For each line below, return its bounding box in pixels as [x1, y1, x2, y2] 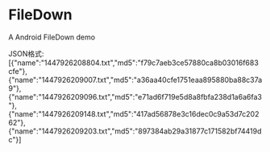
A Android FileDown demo [8, 32, 95, 42]
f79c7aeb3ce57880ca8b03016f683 [140, 58, 260, 68]
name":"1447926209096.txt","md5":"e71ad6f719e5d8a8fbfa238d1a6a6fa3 [15, 92, 262, 101]
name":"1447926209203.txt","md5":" [15, 126, 139, 136]
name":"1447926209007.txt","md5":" [15, 75, 138, 84]
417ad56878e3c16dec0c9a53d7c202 [135, 109, 260, 118]
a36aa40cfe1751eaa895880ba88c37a [136, 75, 263, 84]
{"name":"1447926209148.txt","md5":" [8, 109, 137, 118]
